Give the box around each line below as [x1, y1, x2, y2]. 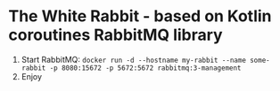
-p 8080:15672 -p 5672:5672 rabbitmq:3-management [49, 64, 242, 72]
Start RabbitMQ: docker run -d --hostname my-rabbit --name [21, 54, 247, 64]
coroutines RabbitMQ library [8, 25, 224, 45]
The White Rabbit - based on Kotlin [8, 6, 272, 27]
